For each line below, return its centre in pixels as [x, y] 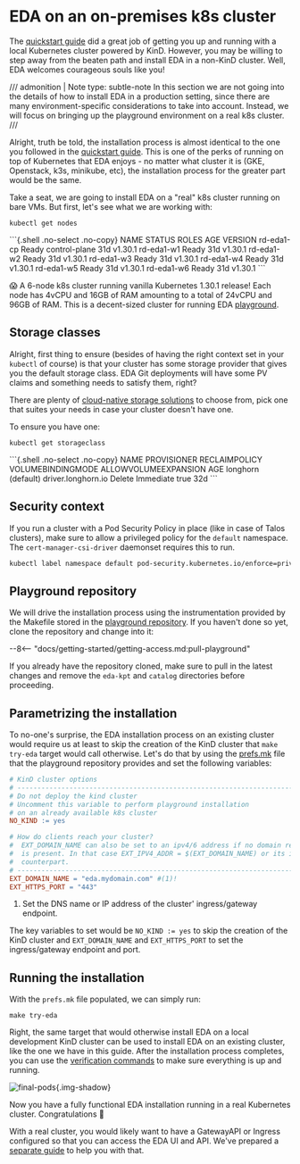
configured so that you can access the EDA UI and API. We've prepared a [144, 1141]
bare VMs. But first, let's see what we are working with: [111, 206]
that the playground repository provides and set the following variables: [141, 763]
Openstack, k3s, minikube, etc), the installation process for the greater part [147, 170]
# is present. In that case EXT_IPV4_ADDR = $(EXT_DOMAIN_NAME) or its [147, 854]
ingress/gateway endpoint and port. [75, 950]
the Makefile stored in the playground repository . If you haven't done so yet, [149, 622]
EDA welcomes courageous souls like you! [87, 70]
